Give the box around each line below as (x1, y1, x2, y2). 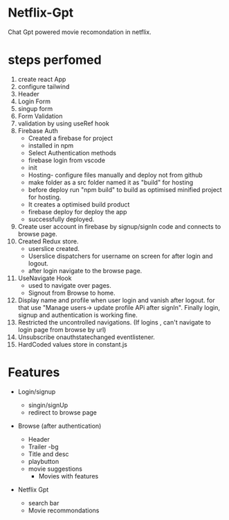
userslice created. (28, 244, 80, 252)
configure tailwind (17, 82, 70, 91)
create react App (17, 75, 66, 83)
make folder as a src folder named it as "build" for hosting (28, 178, 194, 187)
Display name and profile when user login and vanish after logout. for (17, 296, 215, 304)
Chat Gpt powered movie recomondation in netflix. (8, 28, 152, 36)
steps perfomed (8, 52, 102, 68)
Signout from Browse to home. (28, 288, 116, 297)
